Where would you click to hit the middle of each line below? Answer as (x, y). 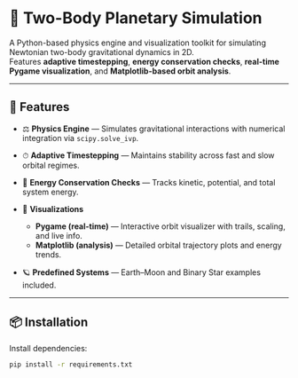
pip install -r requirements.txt (71, 364)
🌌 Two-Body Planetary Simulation (136, 18)
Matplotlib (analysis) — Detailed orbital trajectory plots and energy (158, 245)
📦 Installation (49, 323)
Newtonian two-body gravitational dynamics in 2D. (102, 51)
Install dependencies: (48, 348)
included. (39, 285)
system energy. (50, 192)
